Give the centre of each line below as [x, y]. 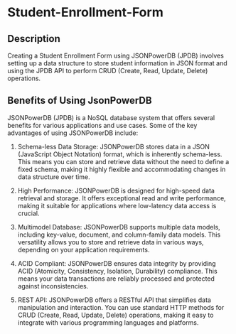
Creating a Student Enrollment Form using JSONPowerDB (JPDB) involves [116, 55]
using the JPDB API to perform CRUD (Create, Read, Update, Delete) [108, 71]
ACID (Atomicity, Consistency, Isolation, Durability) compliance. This [118, 271]
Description [34, 39]
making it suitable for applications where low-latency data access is [117, 205]
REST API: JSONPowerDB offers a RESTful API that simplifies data [114, 300]
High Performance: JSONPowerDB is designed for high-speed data [116, 190]
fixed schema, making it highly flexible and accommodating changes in [122, 169]
